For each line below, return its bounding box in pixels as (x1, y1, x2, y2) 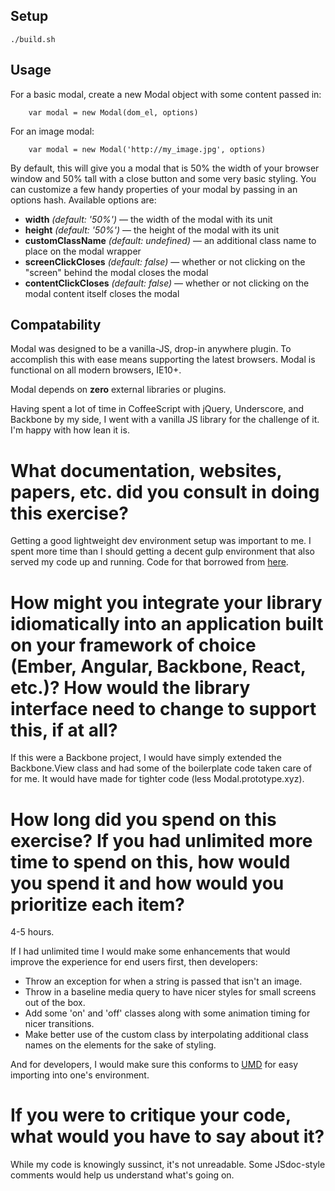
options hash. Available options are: (10, 194, 157, 206)
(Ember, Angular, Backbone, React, (10, 655, 307, 678)
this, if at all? (10, 719, 118, 741)
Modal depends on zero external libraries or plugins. (10, 384, 227, 396)
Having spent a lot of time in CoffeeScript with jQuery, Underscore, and (10, 403, 305, 415)
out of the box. (24, 997, 86, 1009)
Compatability (10, 317, 102, 334)
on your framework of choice (10, 634, 257, 656)
